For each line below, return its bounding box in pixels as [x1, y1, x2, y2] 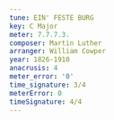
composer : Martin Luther [9, 38, 102, 48]
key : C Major [9, 22, 58, 31]
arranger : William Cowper [9, 47, 106, 56]
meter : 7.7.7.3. [9, 30, 70, 39]
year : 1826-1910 [9, 55, 70, 64]
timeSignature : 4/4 [9, 97, 83, 106]
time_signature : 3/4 [9, 80, 87, 89]
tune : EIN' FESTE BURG [9, 13, 94, 23]
